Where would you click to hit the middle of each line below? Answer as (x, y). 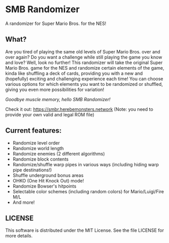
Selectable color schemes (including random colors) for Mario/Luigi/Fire (88, 191)
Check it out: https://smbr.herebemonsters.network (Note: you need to (79, 109)
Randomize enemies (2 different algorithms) (59, 154)
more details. (19, 236)
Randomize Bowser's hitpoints (44, 186)
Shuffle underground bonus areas (48, 175)
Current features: (34, 131)
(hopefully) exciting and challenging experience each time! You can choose (84, 79)
